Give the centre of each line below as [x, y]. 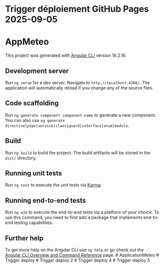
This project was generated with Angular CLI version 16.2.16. [66, 55]
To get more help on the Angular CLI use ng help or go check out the [74, 250]
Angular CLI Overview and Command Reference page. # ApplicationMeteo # [82, 255]
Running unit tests [34, 173]
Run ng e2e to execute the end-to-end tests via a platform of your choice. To [82, 212]
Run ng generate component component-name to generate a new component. [81, 115]
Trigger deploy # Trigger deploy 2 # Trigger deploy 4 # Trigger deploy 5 [78, 260]
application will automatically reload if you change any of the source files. [79, 88]
